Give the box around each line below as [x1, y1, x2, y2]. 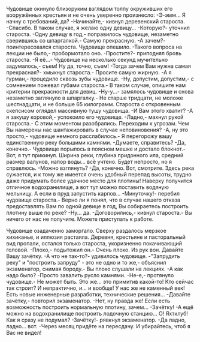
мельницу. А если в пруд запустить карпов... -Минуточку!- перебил [6, 190, 180, 197]
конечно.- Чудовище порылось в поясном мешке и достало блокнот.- [6, 145, 186, 152]
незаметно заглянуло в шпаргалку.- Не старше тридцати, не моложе [6, 94, 184, 101]
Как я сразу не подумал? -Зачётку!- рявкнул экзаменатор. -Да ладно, [6, 316, 186, 323]
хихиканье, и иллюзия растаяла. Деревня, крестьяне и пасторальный [6, 233, 186, 241]
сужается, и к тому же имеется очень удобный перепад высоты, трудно [6, 171, 192, 178]
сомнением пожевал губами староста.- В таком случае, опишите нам [6, 82, 186, 89]
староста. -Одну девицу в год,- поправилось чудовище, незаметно [6, 31, 179, 38]
